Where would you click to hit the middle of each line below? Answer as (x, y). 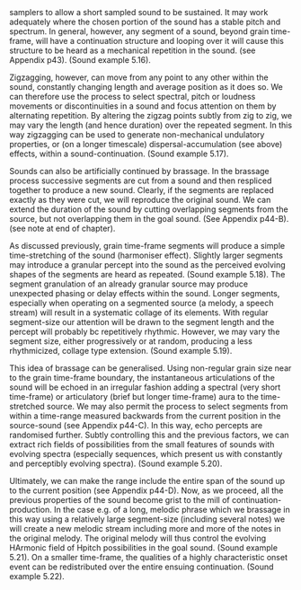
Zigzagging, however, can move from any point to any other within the (139, 77)
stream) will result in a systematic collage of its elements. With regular (139, 313)
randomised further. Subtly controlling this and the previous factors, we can (149, 435)
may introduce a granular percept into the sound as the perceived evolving (147, 265)
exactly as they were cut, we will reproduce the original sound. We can (140, 200)
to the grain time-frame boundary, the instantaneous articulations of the (142, 378)
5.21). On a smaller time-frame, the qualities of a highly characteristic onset (148, 557)
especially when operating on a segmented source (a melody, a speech (142, 303)
